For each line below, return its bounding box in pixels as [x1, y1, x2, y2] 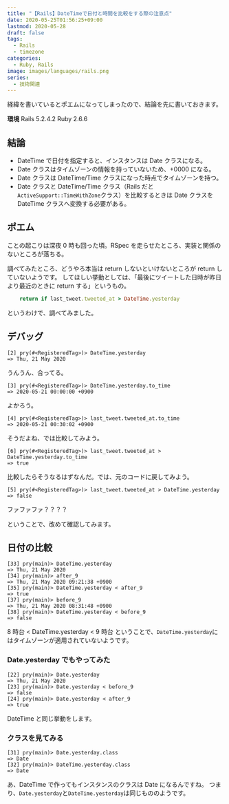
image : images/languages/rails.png [7, 67, 109, 74]
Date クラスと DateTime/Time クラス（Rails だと [17, 182, 154, 191]
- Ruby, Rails [13, 61, 54, 68]
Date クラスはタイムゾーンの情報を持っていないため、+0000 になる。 [17, 165, 215, 173]
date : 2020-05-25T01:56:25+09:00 [7, 17, 103, 23]
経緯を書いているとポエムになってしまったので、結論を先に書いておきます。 [7, 100, 222, 109]
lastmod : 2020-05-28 [7, 23, 67, 30]
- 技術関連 [13, 81, 41, 87]
